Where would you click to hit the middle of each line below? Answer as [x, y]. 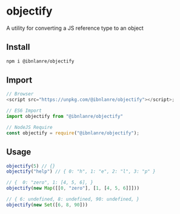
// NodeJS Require [29, 127]
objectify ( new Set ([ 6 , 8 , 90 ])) [47, 205]
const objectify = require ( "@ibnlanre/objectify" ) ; [73, 133]
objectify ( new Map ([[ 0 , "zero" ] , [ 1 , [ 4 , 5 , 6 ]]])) [73, 188]
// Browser [20, 94]
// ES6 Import [24, 111]
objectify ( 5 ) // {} [31, 166]
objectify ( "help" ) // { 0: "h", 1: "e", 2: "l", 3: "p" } [81, 171]
